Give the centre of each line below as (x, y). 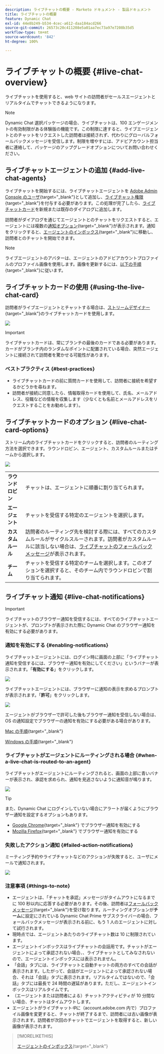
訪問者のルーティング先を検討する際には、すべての (83, 532)
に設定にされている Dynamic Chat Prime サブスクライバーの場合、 (87, 916)
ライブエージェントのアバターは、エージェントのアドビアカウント (71, 258)
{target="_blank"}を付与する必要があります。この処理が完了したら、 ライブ (80, 203)
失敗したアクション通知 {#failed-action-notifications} (69, 845)
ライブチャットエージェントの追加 (56, 171)
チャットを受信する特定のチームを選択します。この (84, 563)
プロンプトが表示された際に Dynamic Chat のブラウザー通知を (93, 625)
